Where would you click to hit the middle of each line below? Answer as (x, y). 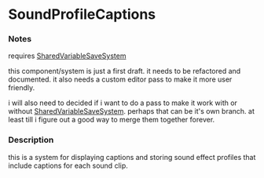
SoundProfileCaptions (82, 15)
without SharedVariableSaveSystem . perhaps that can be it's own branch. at (132, 111)
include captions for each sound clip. (68, 165)
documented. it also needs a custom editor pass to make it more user (120, 79)
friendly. (22, 88)
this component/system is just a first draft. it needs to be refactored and (125, 71)
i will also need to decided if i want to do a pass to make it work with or (123, 103)
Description (31, 140)
